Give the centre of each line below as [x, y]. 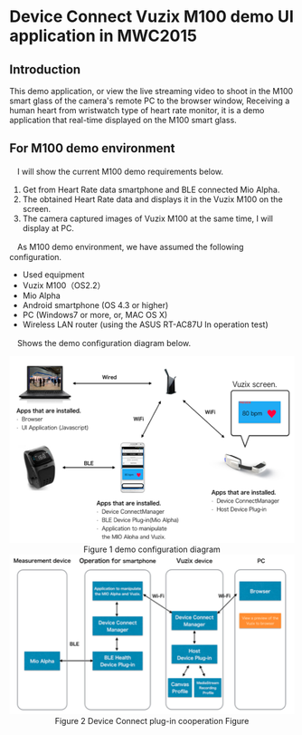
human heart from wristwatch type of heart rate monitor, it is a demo [137, 110]
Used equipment [53, 275]
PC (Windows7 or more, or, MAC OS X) [95, 314]
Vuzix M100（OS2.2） [64, 285]
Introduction [45, 69]
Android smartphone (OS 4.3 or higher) [95, 305]
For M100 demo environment [92, 148]
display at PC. [48, 227]
